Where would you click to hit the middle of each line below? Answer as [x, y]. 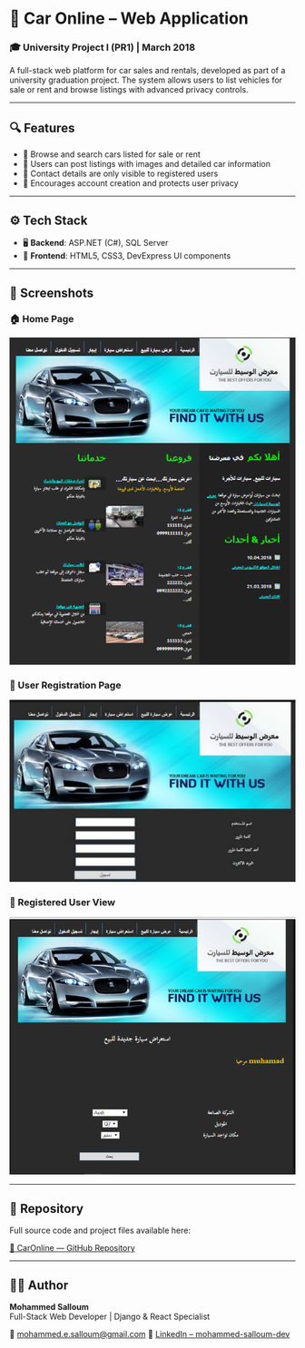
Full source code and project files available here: [100, 1231]
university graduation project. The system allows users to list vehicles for [146, 80]
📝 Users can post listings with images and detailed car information [146, 164]
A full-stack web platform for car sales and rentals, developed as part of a [148, 71]
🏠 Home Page [42, 319]
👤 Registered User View [63, 902]
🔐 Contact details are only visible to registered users [120, 174]
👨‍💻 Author [39, 1285]
